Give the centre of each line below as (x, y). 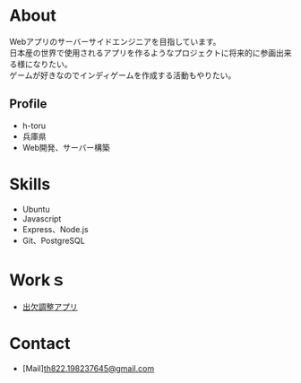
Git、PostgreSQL (53, 240)
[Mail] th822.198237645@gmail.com (88, 368)
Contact (40, 343)
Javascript (42, 218)
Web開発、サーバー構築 (66, 147)
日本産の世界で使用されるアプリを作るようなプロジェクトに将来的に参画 (142, 52)
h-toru (34, 126)
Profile (28, 104)
